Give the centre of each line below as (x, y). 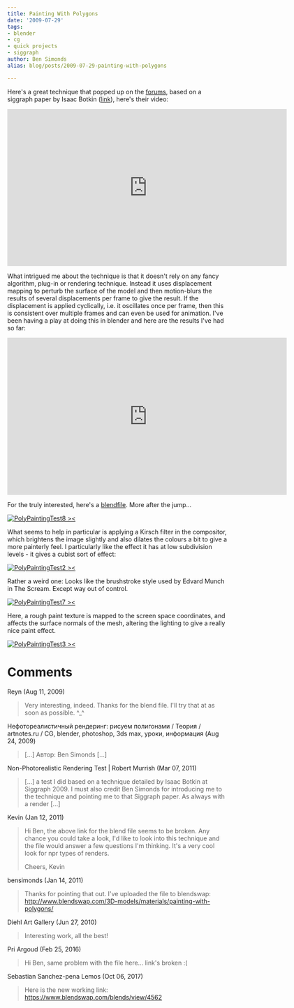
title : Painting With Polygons (53, 14)
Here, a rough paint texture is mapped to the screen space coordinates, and (116, 615)
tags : (15, 27)
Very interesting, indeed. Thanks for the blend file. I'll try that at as (119, 705)
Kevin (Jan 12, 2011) (36, 817)
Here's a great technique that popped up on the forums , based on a (104, 92)
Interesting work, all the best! (66, 935)
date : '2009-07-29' (36, 20)
